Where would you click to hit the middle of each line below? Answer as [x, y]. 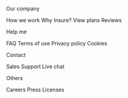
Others [15, 78]
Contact [16, 55]
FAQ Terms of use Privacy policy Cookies [57, 43]
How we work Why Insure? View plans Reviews [64, 20]
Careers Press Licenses [35, 90]
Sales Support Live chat [35, 66]
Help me [16, 32]
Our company [23, 9]
